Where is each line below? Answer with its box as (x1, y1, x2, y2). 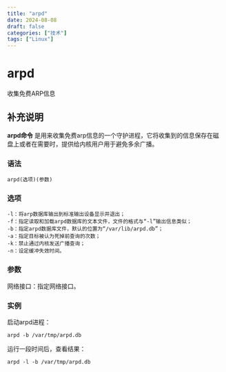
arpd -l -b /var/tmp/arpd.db (7, 359, 91, 366)
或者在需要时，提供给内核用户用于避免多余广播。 (19, 140, 158, 148)
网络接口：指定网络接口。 (7, 281, 80, 290)
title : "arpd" (7, 10, 48, 17)
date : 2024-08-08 (7, 17, 57, 24)
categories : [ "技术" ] (7, 29, 68, 37)
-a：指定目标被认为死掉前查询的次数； (7, 233, 101, 240)
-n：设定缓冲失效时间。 (7, 248, 65, 254)
